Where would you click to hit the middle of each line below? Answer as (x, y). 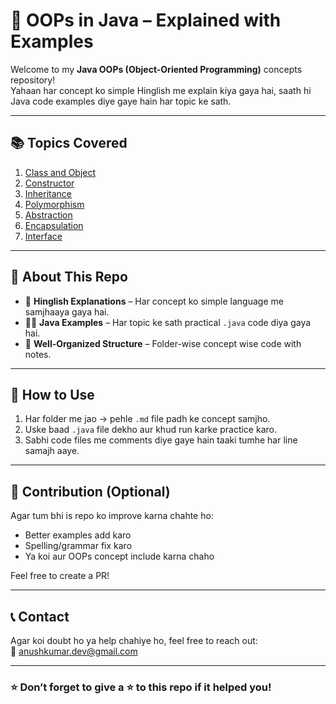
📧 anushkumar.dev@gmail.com (74, 651)
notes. (38, 354)
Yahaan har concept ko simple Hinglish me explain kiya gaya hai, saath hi (161, 90)
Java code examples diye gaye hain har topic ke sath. (121, 101)
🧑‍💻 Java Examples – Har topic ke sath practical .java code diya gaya (168, 322)
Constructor (49, 183)
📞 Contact (40, 616)
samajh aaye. (52, 451)
